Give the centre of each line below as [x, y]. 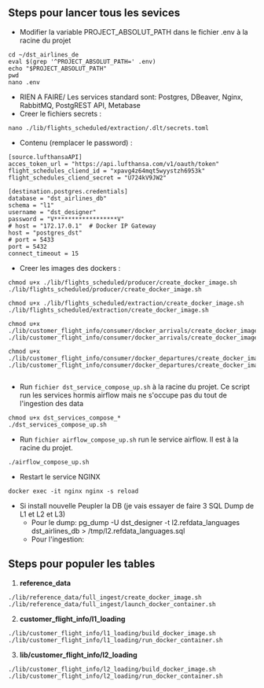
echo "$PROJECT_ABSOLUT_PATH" [58, 68]
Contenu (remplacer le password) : [76, 142]
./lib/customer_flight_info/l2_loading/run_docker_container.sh [115, 676]
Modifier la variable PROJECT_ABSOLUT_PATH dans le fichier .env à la [134, 31]
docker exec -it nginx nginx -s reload [73, 491]
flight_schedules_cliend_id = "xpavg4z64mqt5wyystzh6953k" [107, 171]
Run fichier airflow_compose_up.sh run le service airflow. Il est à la [129, 439]
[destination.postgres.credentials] [68, 191]
